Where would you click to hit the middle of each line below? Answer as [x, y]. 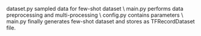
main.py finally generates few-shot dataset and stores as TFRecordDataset [101, 21]
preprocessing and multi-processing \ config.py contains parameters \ [95, 15]
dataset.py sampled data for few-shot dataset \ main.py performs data [95, 9]
